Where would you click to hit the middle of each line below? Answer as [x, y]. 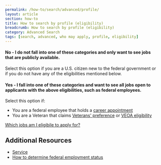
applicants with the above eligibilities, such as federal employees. [73, 90]
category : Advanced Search [32, 32]
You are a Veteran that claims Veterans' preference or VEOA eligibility [82, 116]
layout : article [21, 14]
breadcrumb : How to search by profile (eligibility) [60, 28]
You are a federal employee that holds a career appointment [72, 110]
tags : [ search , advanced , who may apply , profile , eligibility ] [72, 37]
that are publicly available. [32, 58]
